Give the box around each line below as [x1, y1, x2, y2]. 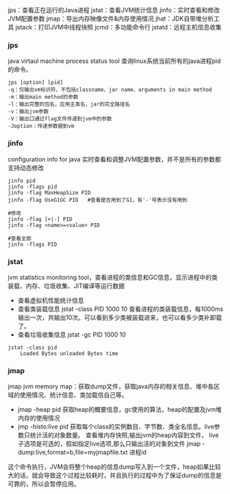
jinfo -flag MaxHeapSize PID [8, 189, 91, 196]
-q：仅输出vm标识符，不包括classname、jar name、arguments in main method [8, 86, 212, 94]
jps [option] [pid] [8, 79, 64, 86]
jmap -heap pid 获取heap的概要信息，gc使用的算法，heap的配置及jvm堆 [17, 406, 222, 414]
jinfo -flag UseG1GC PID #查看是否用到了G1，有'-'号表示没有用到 [8, 196, 188, 203]
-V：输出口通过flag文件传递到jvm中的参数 [8, 116, 112, 122]
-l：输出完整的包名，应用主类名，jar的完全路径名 [8, 101, 131, 108]
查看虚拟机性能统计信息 [17, 296, 84, 304]
